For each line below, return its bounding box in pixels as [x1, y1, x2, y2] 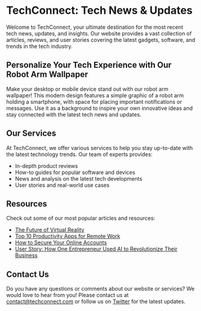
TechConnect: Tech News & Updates [6, 4, 193, 17]
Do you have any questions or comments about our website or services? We [6, 285, 195, 292]
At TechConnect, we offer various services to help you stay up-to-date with [6, 144, 193, 151]
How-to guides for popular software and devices [14, 169, 136, 176]
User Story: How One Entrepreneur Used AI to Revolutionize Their [14, 246, 178, 253]
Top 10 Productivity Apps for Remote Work [14, 232, 121, 240]
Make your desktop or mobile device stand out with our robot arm [6, 85, 169, 92]
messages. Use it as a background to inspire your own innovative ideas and [6, 104, 193, 112]
